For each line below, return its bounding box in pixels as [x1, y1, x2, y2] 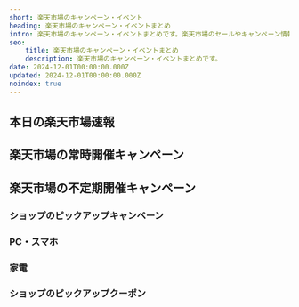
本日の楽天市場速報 [9, 115, 115, 130]
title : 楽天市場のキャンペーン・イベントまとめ [25, 46, 180, 55]
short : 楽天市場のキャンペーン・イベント [9, 12, 143, 22]
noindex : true [9, 79, 62, 88]
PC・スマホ [9, 235, 59, 247]
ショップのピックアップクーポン [9, 287, 147, 300]
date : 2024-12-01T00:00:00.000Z [9, 63, 129, 72]
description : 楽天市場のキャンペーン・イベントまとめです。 [25, 54, 222, 63]
